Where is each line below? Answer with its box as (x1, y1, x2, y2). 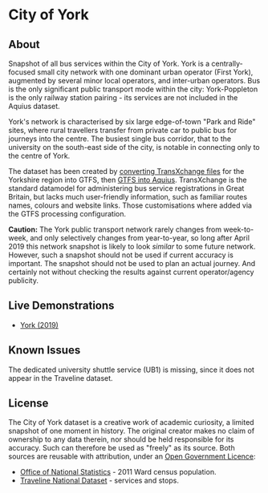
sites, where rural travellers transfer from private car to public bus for (8, 126, 238, 135)
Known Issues (8, 343, 81, 358)
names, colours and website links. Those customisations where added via (8, 200, 253, 210)
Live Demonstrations (8, 299, 115, 313)
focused (8, 67, 36, 77)
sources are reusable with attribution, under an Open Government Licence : (8, 451, 256, 462)
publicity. (8, 276, 39, 285)
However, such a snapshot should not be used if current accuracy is (8, 250, 234, 260)
